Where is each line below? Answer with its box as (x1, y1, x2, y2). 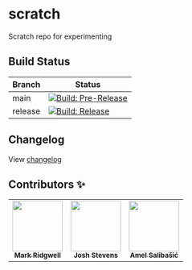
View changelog (8, 154, 62, 164)
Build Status (8, 55, 71, 69)
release (12, 106, 41, 117)
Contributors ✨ (8, 177, 86, 191)
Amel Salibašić (129, 251, 179, 260)
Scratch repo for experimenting (8, 31, 112, 41)
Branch (12, 78, 41, 89)
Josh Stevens (73, 251, 118, 260)
